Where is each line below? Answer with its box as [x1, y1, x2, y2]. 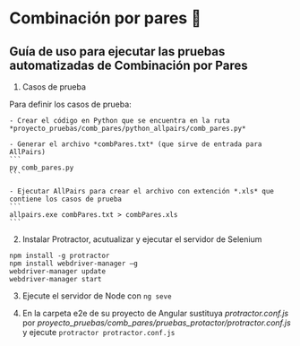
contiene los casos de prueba [9, 195, 123, 203]
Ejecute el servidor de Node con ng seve [21, 290, 172, 301]
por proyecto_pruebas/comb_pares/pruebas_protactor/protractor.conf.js [21, 317, 291, 328]
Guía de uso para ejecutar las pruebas [9, 44, 226, 59]
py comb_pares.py [9, 163, 74, 172]
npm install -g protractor [9, 251, 110, 260]
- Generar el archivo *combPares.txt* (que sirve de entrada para [9, 140, 262, 149]
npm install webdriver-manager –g [9, 259, 139, 268]
